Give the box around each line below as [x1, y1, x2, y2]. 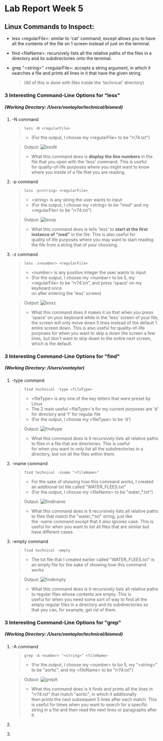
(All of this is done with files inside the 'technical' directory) [24, 79, 144, 85]
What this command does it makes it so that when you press [31, 309, 154, 315]
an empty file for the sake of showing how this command [31, 561, 147, 567]
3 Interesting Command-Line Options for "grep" [4, 619, 121, 626]
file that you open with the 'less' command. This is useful [31, 159, 147, 164]
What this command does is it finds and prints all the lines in [31, 686, 153, 692]
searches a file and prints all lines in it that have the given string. [11, 70, 142, 76]
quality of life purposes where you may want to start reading [31, 237, 154, 242]
